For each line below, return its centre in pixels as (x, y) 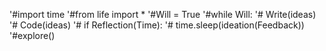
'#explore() (32, 35)
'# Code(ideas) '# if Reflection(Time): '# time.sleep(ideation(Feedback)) (157, 25)
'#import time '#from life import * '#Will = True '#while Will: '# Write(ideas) (163, 14)
